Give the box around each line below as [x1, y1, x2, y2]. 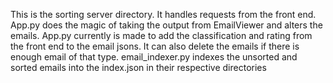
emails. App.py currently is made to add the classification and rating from [10, 30, 313, 41]
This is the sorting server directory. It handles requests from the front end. [10, 9, 317, 20]
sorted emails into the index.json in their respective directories [10, 62, 267, 73]
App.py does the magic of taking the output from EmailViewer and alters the [10, 19, 323, 31]
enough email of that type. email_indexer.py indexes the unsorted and [10, 51, 298, 63]
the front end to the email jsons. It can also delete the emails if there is [10, 40, 300, 52]
